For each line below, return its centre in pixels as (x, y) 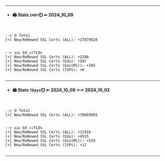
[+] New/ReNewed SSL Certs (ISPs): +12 (46, 145)
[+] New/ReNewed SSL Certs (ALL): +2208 (47, 57)
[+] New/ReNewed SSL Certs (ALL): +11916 (48, 132)
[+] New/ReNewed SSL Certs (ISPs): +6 (45, 70)
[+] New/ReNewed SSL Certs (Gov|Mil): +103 (50, 66)
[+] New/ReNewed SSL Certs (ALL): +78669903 (51, 115)
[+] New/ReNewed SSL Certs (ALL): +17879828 (51, 40)
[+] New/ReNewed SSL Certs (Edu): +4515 (47, 136)
